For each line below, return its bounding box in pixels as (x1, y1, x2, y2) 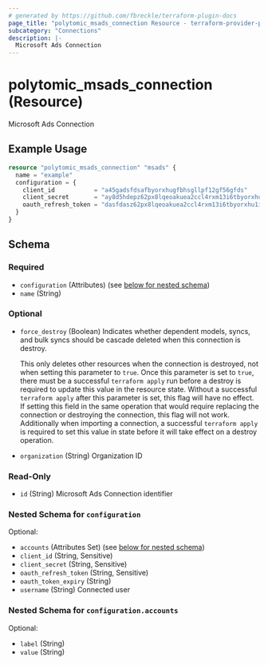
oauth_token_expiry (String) (19, 576, 112, 586)
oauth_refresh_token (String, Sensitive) (19, 568, 149, 578)
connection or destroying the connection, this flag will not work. (19, 409, 230, 420)
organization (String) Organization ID (19, 451, 143, 460)
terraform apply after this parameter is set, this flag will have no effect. (19, 392, 254, 402)
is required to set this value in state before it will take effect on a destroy (19, 427, 258, 436)
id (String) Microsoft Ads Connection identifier (19, 489, 173, 499)
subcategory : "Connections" (8, 26, 102, 34)
